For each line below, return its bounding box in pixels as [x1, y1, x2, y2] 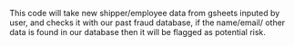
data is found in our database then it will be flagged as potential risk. [9, 27, 267, 37]
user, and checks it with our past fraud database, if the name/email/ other [9, 17, 286, 28]
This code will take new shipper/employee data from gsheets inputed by [9, 8, 280, 18]
